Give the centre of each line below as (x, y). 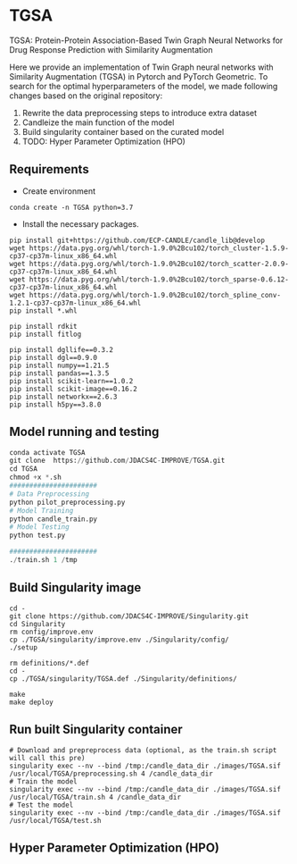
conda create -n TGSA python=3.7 (71, 207)
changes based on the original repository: (86, 96)
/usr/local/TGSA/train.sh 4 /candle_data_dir (95, 797)
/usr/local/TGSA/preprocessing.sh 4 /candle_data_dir (111, 774)
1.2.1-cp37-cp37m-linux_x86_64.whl (75, 303)
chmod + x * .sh (36, 478)
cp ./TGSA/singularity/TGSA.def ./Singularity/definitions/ (124, 679)
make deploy (31, 702)
